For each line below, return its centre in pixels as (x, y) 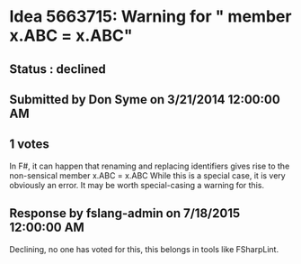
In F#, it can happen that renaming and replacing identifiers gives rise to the (150, 166)
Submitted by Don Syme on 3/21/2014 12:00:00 (145, 100)
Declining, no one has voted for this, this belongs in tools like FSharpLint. (144, 249)
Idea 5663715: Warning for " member (150, 17)
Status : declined (58, 69)
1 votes (29, 145)
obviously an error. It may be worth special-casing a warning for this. (137, 185)
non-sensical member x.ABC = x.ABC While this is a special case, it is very (147, 175)
